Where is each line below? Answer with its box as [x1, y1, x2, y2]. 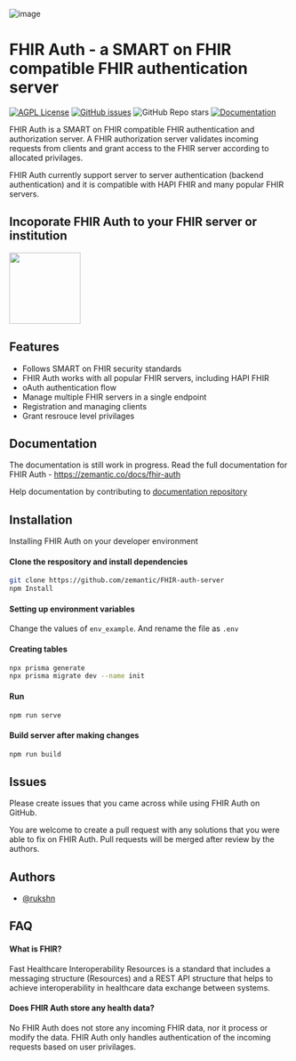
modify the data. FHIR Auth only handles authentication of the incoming [9, 1032, 271, 1042]
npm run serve [9, 710, 62, 720]
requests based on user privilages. [9, 1041, 136, 1052]
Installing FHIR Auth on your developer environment [9, 536, 198, 547]
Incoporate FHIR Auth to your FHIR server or [9, 215, 258, 230]
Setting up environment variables [9, 603, 135, 614]
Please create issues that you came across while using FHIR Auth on [9, 798, 260, 809]
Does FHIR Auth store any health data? [9, 1002, 156, 1014]
